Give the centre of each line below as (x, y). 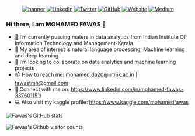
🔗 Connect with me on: (42, 89)
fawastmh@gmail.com (41, 83)
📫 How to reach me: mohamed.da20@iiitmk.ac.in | (76, 75)
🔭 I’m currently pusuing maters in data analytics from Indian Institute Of (100, 37)
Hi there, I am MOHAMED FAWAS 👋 (56, 24)
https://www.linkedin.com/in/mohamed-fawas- (127, 89)
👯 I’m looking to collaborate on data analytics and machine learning (95, 62)
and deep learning (36, 56)
